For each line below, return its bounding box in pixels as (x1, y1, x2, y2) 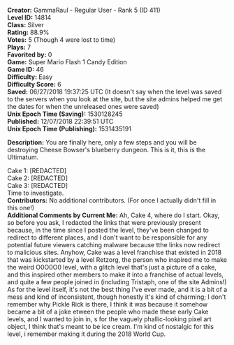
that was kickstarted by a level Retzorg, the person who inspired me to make (7, 256, 228, 264)
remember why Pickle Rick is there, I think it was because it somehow (7, 300, 208, 308)
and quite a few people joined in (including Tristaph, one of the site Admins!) (7, 278, 227, 286)
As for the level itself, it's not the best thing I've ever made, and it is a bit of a (7, 286, 228, 293)
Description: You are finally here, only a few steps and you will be (7, 138, 197, 146)
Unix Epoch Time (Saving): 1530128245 (7, 110, 123, 118)
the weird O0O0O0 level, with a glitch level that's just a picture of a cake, (7, 263, 217, 271)
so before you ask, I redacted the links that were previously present (7, 219, 201, 226)
